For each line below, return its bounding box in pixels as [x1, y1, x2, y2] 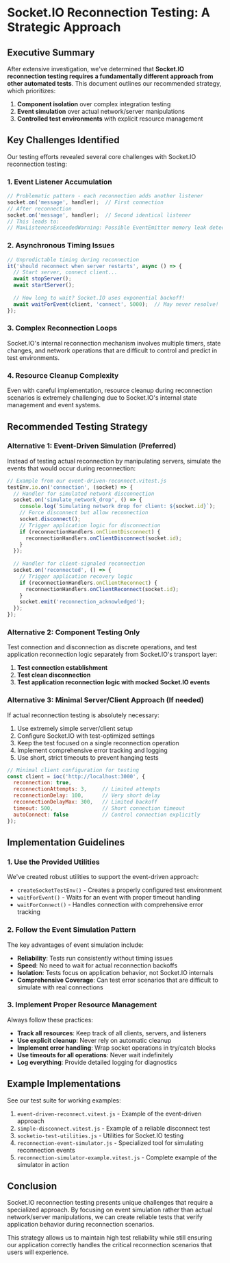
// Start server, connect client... [13, 269, 118, 276]
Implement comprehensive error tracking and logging [16, 746, 168, 754]
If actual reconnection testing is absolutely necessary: [7, 711, 159, 719]
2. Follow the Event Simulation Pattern [7, 925, 136, 935]
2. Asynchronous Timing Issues [7, 241, 115, 250]
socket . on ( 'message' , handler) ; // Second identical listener [7, 211, 192, 219]
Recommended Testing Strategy [7, 420, 149, 433]
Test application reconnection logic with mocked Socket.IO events [16, 678, 210, 686]
